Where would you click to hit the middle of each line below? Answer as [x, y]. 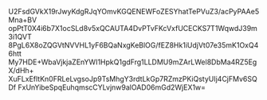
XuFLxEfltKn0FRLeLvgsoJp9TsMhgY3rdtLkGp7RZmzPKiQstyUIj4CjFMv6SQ [133, 79]
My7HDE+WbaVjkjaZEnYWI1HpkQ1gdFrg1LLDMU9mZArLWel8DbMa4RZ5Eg [133, 62]
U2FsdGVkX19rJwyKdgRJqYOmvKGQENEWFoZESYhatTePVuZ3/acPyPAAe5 [134, 12]
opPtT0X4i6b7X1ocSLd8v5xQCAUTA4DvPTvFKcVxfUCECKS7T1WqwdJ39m [133, 28]
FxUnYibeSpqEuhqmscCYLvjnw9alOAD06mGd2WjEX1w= [112, 87]
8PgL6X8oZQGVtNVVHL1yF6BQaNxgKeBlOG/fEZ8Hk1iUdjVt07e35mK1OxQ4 [133, 45]
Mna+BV [23, 20]
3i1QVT [20, 37]
